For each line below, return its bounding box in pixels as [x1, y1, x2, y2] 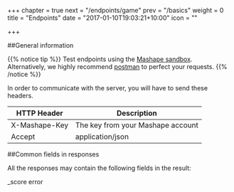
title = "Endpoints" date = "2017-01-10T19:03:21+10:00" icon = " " [7, 14, 198, 22]
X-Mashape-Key [11, 120, 69, 130]
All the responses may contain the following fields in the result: [7, 164, 191, 172]
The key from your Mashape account [75, 120, 199, 130]
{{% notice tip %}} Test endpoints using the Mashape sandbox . [7, 55, 193, 63]
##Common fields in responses [7, 150, 100, 159]
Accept [11, 132, 36, 142]
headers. [7, 92, 33, 100]
